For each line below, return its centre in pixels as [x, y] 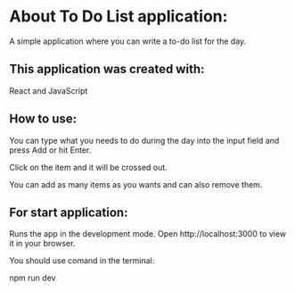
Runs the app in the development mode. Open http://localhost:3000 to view [148, 234]
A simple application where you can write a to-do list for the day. [128, 41]
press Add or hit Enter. [50, 150]
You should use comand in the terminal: [82, 261]
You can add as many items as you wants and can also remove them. [136, 184]
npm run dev [33, 278]
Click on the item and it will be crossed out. [88, 167]
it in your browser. [42, 244]
